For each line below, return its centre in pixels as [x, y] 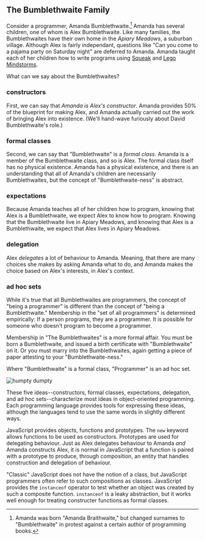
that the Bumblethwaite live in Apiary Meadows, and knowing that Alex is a [100, 222]
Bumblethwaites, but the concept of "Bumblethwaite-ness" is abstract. [95, 180]
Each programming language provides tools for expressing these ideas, [96, 405]
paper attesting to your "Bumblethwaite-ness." [65, 357]
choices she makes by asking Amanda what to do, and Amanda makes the [100, 264]
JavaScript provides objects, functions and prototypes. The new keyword [97, 430]
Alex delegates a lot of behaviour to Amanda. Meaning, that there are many [101, 257]
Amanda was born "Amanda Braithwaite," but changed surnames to [100, 517]
